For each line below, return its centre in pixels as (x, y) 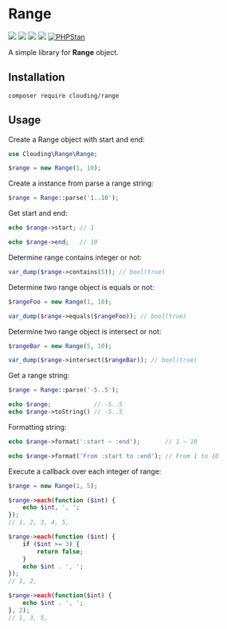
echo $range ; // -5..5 (66, 404)
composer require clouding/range (64, 96)
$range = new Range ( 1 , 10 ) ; (55, 168)
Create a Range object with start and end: (76, 139)
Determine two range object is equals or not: (82, 287)
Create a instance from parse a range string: (81, 183)
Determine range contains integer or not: (75, 257)
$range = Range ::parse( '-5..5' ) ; (64, 390)
